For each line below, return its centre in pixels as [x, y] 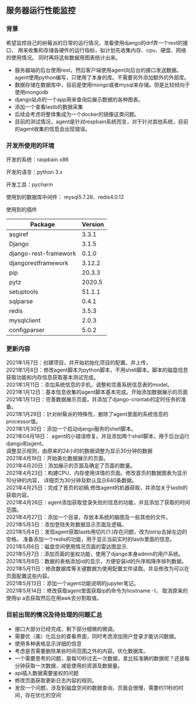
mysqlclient [25, 320]
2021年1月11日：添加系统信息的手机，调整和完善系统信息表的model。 [89, 385]
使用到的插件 [21, 209]
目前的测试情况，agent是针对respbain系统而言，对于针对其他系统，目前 [102, 121]
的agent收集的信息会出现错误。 [53, 129]
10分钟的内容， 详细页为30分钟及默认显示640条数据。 [72, 480]
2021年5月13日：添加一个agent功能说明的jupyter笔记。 [72, 583]
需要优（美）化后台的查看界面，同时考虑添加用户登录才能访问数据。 [97, 636]
